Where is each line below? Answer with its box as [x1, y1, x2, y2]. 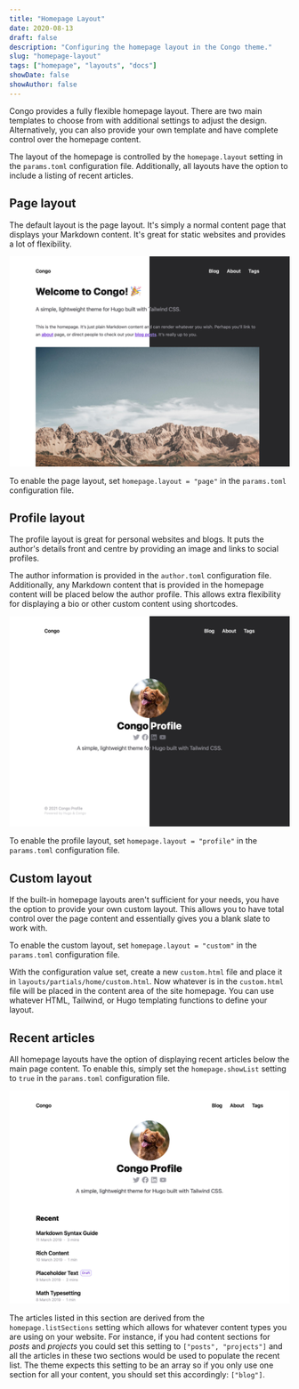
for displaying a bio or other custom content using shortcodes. [9, 599, 238, 610]
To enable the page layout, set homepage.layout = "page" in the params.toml [9, 475, 287, 486]
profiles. [9, 553, 40, 564]
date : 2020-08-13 [9, 23, 74, 33]
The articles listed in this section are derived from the [9, 1312, 205, 1323]
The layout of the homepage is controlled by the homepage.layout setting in [9, 151, 283, 162]
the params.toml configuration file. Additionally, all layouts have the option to [9, 160, 288, 171]
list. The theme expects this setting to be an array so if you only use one [9, 1360, 274, 1370]
